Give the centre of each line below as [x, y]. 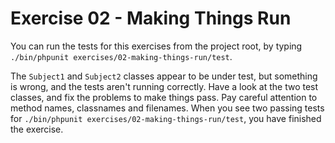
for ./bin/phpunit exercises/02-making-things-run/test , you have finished [166, 118]
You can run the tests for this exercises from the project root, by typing [156, 46]
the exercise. [37, 129]
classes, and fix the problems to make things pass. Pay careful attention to [164, 97]
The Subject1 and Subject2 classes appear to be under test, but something [164, 76]
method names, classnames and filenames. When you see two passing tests [167, 108]
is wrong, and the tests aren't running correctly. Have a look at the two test [164, 86]
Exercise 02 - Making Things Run [151, 18]
